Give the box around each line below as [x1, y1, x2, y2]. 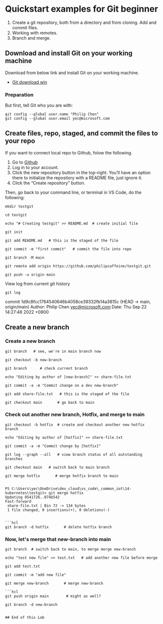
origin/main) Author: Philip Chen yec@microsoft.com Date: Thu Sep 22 [5, 303, 147, 310]
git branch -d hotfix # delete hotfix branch [5, 525, 112, 529]
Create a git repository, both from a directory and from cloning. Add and [12, 19, 157, 25]
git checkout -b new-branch [5, 357, 62, 362]
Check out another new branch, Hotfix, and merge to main [5, 411, 145, 418]
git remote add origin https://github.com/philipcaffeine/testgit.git [5, 264, 151, 268]
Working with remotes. [12, 30, 58, 36]
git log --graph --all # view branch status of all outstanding [5, 452, 143, 457]
